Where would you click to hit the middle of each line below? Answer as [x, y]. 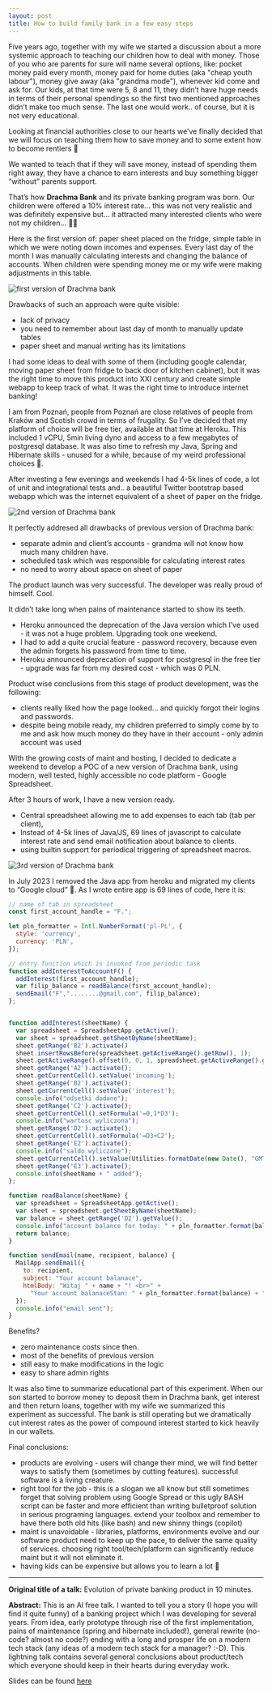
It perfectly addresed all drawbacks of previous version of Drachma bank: [132, 527]
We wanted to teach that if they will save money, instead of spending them [133, 164]
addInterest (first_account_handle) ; [77, 979]
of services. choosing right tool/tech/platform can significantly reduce [137, 1549]
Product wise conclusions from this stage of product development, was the [134, 683]
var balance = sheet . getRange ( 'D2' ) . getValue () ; [99, 1218]
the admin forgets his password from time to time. [103, 650]
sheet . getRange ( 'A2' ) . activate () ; [74, 1068]
